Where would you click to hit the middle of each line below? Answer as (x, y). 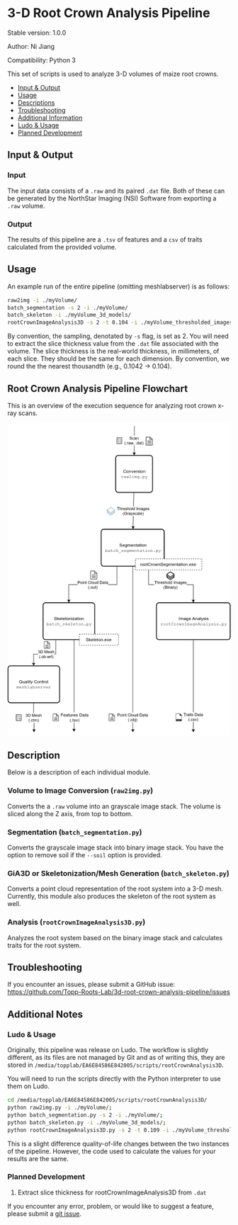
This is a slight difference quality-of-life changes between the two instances (118, 1144)
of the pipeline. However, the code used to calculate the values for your (112, 1151)
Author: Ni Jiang (31, 46)
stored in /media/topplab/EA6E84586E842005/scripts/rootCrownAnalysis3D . (115, 1065)
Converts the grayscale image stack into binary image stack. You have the (115, 847)
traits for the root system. (44, 945)
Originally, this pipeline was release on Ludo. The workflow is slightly (108, 1050)
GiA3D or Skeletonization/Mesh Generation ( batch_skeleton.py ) (119, 873)
